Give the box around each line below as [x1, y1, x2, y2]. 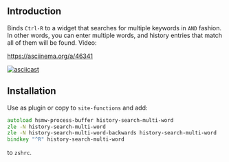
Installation [7, 85, 56, 97]
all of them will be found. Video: [7, 38, 98, 47]
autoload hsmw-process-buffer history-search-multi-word [7, 117, 174, 123]
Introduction [7, 6, 62, 17]
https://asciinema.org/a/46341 [7, 52, 93, 60]
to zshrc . [7, 148, 32, 157]
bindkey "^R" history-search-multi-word [7, 136, 125, 143]
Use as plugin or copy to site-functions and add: [7, 103, 148, 112]
